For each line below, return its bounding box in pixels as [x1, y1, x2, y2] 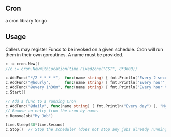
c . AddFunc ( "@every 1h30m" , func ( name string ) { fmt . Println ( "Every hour [5, 85, 163, 90]
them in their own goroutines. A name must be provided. [5, 51, 124, 58]
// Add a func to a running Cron [5, 99, 76, 104]
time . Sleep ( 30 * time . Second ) [5, 122, 65, 127]
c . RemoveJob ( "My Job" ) [5, 113, 53, 118]
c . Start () [5, 89, 26, 95]
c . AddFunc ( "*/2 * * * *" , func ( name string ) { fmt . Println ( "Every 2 [5, 75, 156, 81]
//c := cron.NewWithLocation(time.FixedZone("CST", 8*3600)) [5, 66, 138, 71]
